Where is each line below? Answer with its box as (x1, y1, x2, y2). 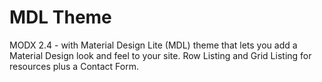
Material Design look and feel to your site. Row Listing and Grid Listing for (9, 49, 312, 61)
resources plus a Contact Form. (9, 60, 139, 72)
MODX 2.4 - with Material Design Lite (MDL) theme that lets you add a (9, 39, 298, 51)
